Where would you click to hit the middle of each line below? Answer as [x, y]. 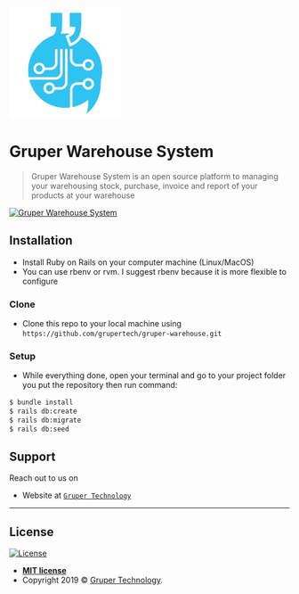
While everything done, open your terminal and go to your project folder [154, 375]
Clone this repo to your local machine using [102, 324]
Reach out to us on [44, 478]
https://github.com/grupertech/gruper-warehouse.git [122, 334]
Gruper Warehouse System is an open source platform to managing [154, 176]
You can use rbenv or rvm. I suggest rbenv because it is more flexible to [154, 271]
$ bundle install [41, 403]
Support [32, 456]
